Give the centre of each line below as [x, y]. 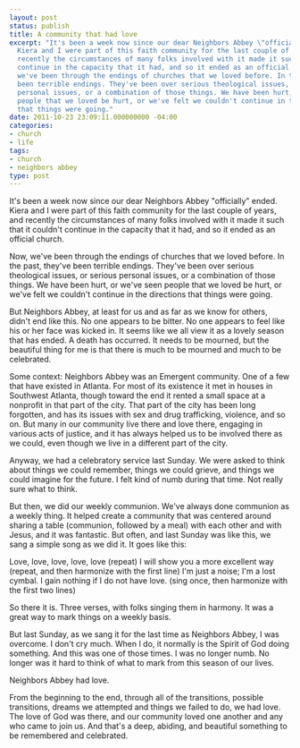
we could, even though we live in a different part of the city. [119, 443]
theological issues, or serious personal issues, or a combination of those [142, 276]
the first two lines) [42, 591]
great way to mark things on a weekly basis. [90, 617]
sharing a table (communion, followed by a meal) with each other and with [146, 525]
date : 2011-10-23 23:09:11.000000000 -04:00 [93, 117]
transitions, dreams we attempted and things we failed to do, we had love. [145, 707]
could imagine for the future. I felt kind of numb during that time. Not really [146, 480]
